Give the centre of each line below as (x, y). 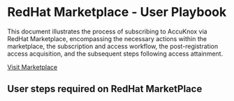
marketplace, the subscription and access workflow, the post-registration (113, 46)
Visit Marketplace (32, 67)
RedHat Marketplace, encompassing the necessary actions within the (107, 38)
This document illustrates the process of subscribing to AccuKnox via (107, 31)
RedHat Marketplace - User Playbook (117, 12)
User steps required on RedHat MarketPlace (105, 89)
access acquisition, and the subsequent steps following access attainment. (115, 54)
